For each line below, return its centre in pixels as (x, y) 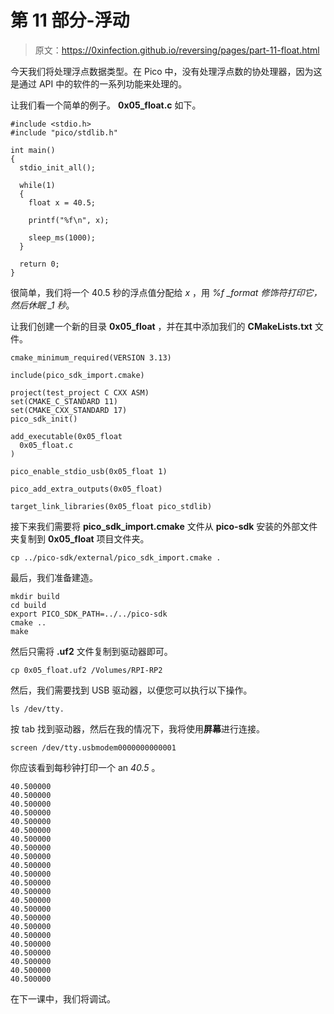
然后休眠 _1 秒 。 (42, 305)
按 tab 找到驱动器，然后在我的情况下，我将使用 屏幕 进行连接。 (137, 728)
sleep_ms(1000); (62, 237)
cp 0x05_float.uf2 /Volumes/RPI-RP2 (86, 670)
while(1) (37, 185)
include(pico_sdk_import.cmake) (77, 375)
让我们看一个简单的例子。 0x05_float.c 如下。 (106, 105)
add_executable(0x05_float (66, 436)
